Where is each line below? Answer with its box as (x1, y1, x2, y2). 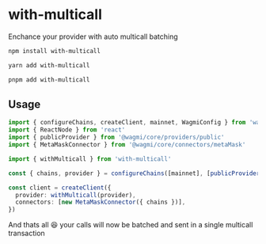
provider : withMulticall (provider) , (15, 191, 136, 199)
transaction (8, 228, 45, 238)
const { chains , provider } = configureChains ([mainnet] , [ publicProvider (8, 169, 260, 177)
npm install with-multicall (8, 47, 101, 55)
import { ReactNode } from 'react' (8, 126, 126, 134)
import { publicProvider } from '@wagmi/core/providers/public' (8, 133, 225, 142)
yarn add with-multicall (8, 61, 90, 69)
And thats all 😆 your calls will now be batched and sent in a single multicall (8, 220, 253, 230)
